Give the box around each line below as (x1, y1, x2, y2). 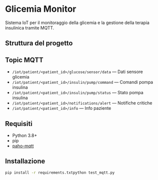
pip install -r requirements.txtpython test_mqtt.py (5, 170, 115, 175)
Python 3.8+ (12, 132, 38, 138)
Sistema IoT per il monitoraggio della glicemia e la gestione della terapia (5, 20, 150, 26)
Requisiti (5, 119, 33, 128)
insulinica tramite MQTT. (5, 25, 55, 30)
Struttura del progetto (5, 39, 73, 48)
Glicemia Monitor (5, 3, 77, 15)
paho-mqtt (12, 143, 34, 149)
